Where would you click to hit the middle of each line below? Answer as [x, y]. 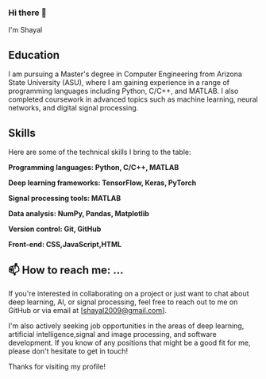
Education [34, 55]
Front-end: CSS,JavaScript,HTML [65, 244]
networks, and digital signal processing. [73, 108]
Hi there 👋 [28, 13]
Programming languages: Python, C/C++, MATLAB [94, 167]
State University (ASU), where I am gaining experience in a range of [119, 83]
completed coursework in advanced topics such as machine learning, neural [133, 99]
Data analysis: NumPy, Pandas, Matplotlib [79, 213]
